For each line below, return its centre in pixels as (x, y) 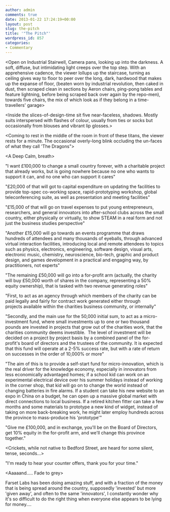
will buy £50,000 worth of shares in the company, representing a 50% (78, 280)
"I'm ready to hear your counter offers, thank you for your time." (72, 463)
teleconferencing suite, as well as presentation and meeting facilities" (78, 197)
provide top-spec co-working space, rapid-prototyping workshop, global (81, 192)
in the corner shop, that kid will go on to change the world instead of (77, 385)
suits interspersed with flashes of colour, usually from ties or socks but (79, 120)
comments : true (21, 15)
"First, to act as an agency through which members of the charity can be (81, 296)
